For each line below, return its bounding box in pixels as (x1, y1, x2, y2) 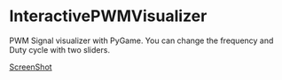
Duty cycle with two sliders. (9, 44, 111, 55)
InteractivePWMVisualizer (9, 6, 208, 26)
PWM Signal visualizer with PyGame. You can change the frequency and (9, 35, 274, 46)
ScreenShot (9, 62, 52, 72)
